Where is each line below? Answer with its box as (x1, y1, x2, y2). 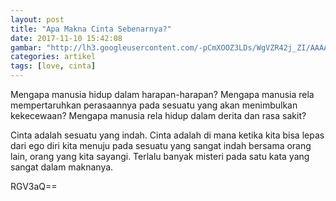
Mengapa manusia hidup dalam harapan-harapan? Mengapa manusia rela (10, 89, 315, 100)
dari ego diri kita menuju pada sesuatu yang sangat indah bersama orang (10, 140, 312, 151)
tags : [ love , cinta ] (10, 61, 97, 71)
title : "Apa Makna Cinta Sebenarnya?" (10, 24, 172, 34)
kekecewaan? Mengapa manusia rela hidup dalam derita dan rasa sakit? (10, 110, 307, 121)
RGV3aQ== (10, 181, 58, 192)
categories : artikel (10, 52, 97, 62)
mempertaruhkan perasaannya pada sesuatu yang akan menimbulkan (10, 99, 298, 111)
